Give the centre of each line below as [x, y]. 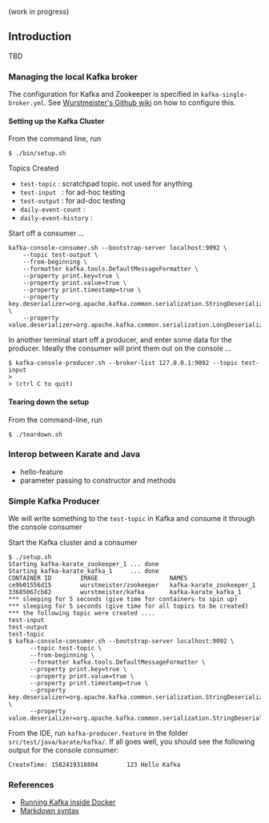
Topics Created [34, 168]
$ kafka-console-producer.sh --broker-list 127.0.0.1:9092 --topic [123, 363]
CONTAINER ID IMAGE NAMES [98, 578]
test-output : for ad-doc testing [72, 201]
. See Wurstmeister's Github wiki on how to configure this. [140, 102]
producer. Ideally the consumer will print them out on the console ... [120, 348]
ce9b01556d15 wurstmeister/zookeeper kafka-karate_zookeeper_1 [132, 585]
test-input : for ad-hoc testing [72, 192]
